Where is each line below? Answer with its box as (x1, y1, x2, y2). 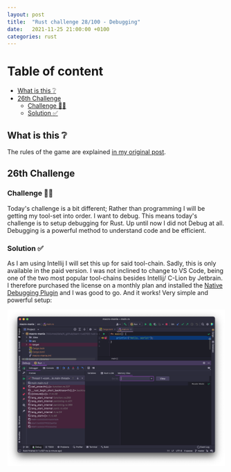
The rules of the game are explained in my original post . (7, 148, 166, 155)
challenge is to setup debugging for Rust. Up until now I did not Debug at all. (7, 218, 225, 227)
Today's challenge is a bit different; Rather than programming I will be (7, 204, 205, 212)
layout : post (7, 11, 45, 18)
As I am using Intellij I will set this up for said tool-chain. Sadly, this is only (7, 259, 216, 267)
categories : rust (7, 33, 57, 40)
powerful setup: (7, 296, 53, 304)
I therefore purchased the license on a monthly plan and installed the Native (7, 281, 223, 290)
